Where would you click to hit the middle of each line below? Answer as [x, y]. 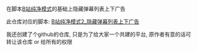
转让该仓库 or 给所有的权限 [39, 42]
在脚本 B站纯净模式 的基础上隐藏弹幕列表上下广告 [66, 9]
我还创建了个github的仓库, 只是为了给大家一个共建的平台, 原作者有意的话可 [98, 34]
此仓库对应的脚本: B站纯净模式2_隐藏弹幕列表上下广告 [73, 22]
